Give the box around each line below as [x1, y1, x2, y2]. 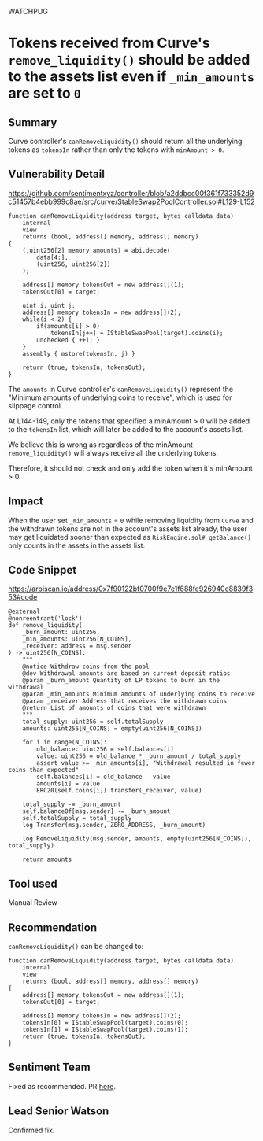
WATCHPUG [8, 7, 49, 16]
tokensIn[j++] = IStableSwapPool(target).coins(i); [50, 329, 224, 337]
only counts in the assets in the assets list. [8, 541, 146, 550]
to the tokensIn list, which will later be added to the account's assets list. [8, 424, 244, 434]
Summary [8, 116, 57, 129]
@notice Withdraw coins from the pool [22, 663, 150, 671]
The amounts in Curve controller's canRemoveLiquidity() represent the [8, 384, 234, 393]
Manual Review [8, 898, 57, 907]
